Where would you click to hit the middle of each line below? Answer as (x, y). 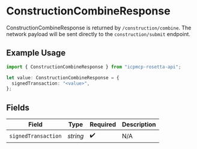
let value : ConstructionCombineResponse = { (63, 78)
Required (103, 124)
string (76, 136)
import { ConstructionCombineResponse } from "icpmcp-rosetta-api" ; (94, 67)
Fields (18, 107)
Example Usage (36, 53)
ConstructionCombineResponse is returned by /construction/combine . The (99, 28)
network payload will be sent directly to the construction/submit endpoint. (98, 34)
